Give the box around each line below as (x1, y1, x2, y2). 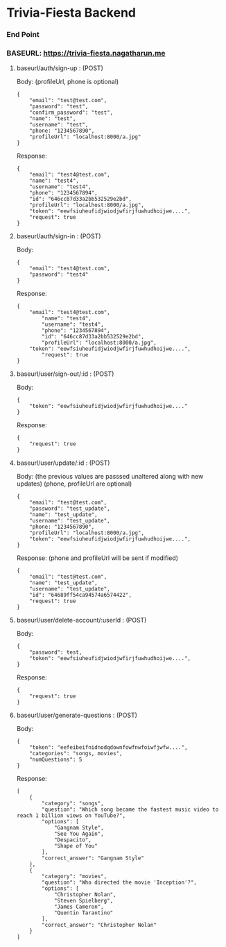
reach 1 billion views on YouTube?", (16, 812, 126, 819)
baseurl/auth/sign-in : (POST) (16, 232, 101, 240)
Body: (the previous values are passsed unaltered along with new (16, 472, 204, 481)
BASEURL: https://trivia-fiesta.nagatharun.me (6, 49, 166, 58)
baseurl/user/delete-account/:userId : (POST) (16, 616, 147, 625)
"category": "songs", (42, 800, 105, 807)
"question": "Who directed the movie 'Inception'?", (42, 879, 198, 887)
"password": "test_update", (29, 505, 110, 512)
